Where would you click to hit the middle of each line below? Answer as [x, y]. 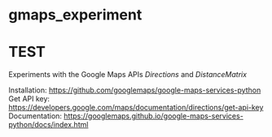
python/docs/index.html [48, 125]
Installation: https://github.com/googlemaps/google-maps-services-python [135, 90]
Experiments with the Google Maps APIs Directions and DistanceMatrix [127, 75]
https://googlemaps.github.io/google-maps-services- [154, 116]
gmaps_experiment [75, 15]
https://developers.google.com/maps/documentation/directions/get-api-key [136, 108]
